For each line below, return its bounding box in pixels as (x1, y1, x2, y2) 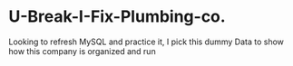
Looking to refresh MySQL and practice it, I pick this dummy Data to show (8, 36, 285, 47)
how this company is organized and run (8, 45, 156, 56)
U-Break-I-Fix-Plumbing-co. (8, 6, 226, 27)
